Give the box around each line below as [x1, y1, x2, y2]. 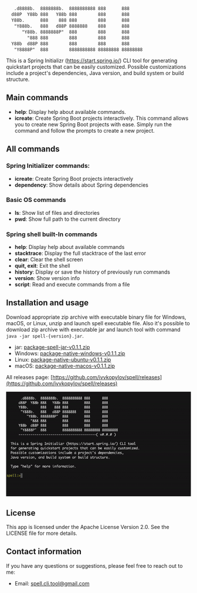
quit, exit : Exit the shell [14, 262, 70, 269]
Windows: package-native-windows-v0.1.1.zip [14, 349, 125, 357]
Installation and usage [6, 298, 89, 308]
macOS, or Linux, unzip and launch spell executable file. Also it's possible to [6, 319, 191, 326]
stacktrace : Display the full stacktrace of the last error [14, 250, 147, 257]
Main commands [6, 93, 69, 103]
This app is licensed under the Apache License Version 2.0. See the [6, 524, 169, 531]
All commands [6, 144, 60, 154]
